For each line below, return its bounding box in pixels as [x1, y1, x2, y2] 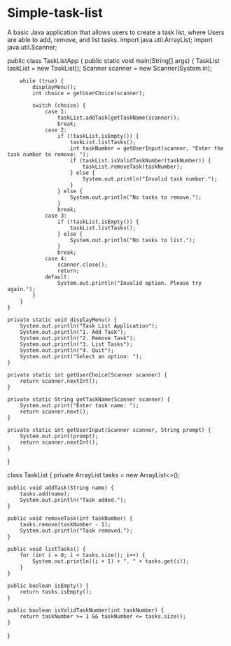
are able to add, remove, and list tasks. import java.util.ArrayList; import [7, 35, 213, 43]
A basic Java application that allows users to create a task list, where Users [7, 28, 225, 36]
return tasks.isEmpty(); [20, 588, 92, 596]
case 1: [44, 108, 68, 115]
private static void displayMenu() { [7, 316, 118, 323]
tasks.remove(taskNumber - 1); [20, 521, 111, 528]
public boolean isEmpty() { [7, 582, 90, 589]
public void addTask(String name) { [7, 484, 114, 491]
